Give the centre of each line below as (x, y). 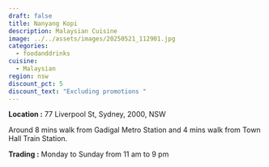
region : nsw (28, 76)
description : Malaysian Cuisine (63, 31)
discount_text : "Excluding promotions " (78, 91)
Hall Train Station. (38, 139)
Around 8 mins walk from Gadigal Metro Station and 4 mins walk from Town (134, 130)
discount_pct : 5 (36, 83)
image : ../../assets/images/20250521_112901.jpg (92, 39)
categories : (28, 46)
